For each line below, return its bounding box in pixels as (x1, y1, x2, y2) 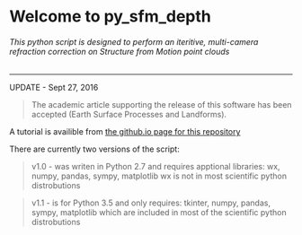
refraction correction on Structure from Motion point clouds (9, 46, 230, 57)
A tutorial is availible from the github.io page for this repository (9, 126, 241, 137)
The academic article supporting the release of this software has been (31, 100, 292, 110)
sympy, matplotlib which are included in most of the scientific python (31, 207, 287, 218)
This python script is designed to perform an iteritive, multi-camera (9, 36, 259, 47)
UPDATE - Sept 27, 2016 (9, 83, 99, 93)
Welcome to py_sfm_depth (9, 6, 211, 27)
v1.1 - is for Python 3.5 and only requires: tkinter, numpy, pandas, (31, 197, 271, 208)
